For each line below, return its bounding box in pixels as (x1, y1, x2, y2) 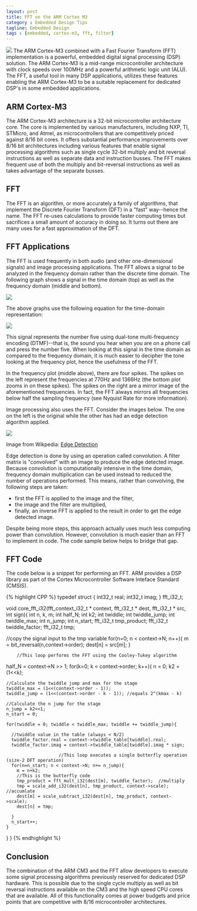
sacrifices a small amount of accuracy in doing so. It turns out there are (6, 218, 179, 225)
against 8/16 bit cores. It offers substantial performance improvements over (6, 136, 189, 143)
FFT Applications (6, 242, 70, 252)
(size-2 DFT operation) (6, 758, 64, 764)
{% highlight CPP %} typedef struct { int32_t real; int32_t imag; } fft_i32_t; (6, 593, 184, 600)
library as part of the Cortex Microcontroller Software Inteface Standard (6, 576, 179, 583)
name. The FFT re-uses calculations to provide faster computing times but (6, 212, 186, 219)
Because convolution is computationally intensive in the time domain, (6, 464, 173, 471)
